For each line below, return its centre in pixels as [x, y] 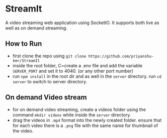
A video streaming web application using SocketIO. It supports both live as [82, 23]
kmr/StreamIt [26, 61]
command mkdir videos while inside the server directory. [72, 115]
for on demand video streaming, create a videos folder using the [79, 109]
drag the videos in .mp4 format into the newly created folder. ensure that [87, 120]
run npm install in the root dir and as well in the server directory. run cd [87, 76]
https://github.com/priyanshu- [121, 56]
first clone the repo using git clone [49, 56]
